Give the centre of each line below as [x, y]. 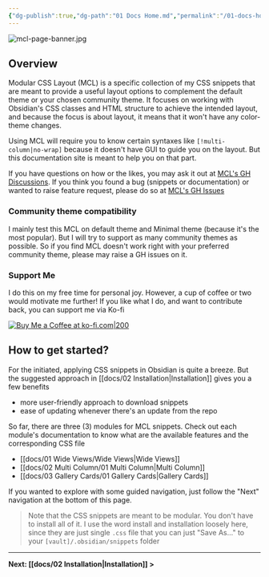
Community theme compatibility [73, 212]
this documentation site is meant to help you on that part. [102, 158]
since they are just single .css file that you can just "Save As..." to [136, 532]
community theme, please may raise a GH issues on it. [98, 254]
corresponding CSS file [47, 443]
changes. [46, 126]
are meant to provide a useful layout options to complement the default [125, 91]
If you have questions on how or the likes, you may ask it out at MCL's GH [129, 174]
